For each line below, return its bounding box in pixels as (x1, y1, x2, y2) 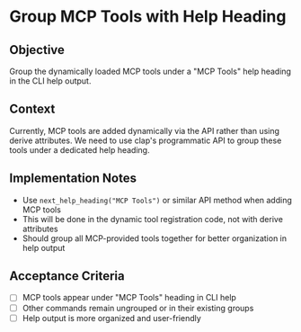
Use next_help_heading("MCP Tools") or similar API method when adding (22, 194, 292, 205)
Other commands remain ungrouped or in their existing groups (22, 302, 254, 313)
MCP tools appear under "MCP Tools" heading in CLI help (22, 292, 236, 303)
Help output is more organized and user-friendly (22, 312, 202, 323)
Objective (9, 42, 66, 58)
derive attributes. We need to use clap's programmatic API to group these (9, 135, 282, 146)
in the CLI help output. (9, 76, 92, 86)
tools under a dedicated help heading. (9, 144, 150, 155)
